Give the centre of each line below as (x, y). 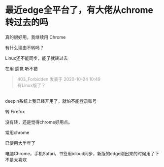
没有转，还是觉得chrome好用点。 (39, 122)
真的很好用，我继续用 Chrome (35, 37)
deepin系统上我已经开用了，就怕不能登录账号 (51, 101)
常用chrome (17, 132)
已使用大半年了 (20, 143)
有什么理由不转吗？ (25, 47)
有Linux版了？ (31, 85)
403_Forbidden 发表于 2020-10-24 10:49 (59, 79)
